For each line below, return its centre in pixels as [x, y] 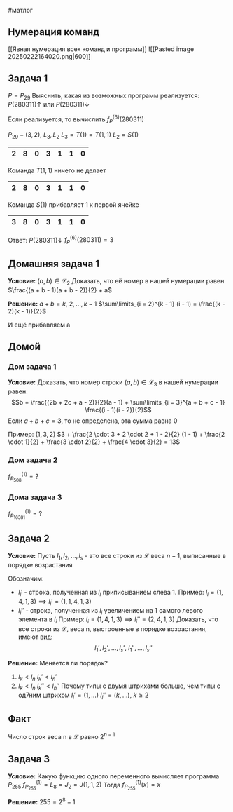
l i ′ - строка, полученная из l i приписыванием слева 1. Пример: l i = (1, [120, 593]
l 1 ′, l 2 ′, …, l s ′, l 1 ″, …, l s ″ [123, 649]
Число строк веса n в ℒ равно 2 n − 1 [62, 736]
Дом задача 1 [32, 367]
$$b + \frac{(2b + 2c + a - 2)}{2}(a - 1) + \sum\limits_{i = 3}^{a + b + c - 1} [118, 402]
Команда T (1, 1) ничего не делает [57, 170]
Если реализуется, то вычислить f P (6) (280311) [76, 119]
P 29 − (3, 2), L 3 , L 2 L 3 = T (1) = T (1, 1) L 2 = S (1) [73, 135]
